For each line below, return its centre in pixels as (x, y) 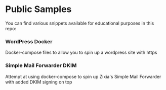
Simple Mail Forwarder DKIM (41, 65)
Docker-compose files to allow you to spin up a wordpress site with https (81, 53)
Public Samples (38, 9)
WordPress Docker (29, 41)
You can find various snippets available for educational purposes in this (80, 23)
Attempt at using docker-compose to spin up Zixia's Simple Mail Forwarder (83, 76)
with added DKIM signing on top (39, 82)
